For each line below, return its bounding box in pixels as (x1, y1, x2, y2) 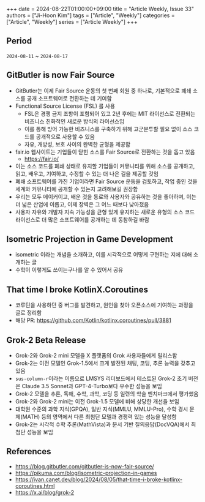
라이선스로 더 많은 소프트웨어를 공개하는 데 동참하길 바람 (15, 215, 150, 223)
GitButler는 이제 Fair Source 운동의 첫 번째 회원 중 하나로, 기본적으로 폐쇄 (15, 87, 192, 94)
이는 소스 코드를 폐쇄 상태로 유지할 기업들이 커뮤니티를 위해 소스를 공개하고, (15, 162, 195, 170)
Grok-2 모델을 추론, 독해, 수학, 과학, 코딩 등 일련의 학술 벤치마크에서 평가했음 (15, 390, 199, 397)
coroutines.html (15, 482, 55, 489)
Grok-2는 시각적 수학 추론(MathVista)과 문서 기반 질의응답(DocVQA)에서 (15, 421, 190, 428)
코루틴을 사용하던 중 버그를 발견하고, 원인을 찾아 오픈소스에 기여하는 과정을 (15, 301, 194, 309)
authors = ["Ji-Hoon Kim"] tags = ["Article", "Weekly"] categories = (6, 12, 176, 19)
